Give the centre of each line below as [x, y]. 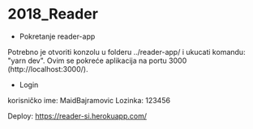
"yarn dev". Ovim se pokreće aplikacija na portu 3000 [97, 60]
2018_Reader [53, 14]
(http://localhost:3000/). [48, 69]
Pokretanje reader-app [57, 36]
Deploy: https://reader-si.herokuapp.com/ [77, 116]
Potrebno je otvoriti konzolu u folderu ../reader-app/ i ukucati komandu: [126, 52]
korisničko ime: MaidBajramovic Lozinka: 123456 [89, 100]
